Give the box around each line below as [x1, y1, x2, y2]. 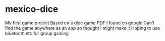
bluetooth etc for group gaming [5, 30, 69, 36]
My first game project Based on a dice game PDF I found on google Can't [5, 20, 155, 26]
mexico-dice [5, 3, 58, 15]
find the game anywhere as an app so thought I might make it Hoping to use [5, 25, 160, 31]
